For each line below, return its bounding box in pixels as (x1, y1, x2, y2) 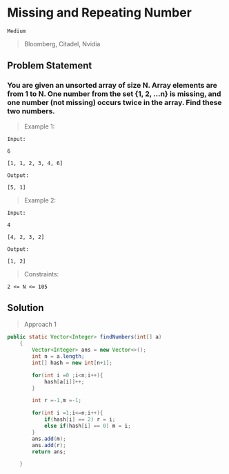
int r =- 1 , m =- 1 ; (32, 397, 81, 404)
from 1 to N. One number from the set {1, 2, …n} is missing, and (7, 89, 221, 99)
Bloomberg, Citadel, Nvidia (23, 39, 101, 48)
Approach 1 (23, 320, 57, 329)
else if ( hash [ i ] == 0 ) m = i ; (43, 423, 131, 430)
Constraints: (23, 269, 59, 278)
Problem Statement (7, 60, 92, 72)
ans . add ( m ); (32, 435, 67, 442)
